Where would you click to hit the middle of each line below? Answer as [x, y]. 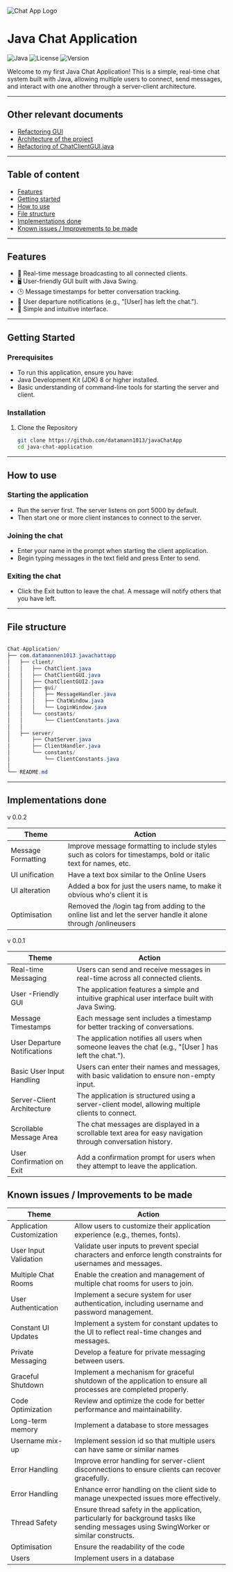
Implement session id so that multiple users [145, 1441]
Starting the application [48, 495]
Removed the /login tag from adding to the [137, 906]
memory [24, 1429]
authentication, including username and [139, 1304]
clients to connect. [107, 1113]
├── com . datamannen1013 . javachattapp [62, 656]
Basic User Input [37, 1071]
